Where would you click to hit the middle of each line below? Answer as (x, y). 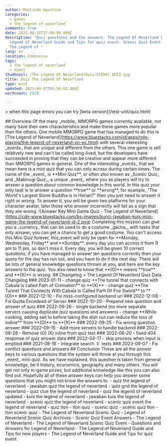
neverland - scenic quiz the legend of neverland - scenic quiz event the (78, 402)
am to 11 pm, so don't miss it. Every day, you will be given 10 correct (75, 248)
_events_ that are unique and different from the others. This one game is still (83, 148)
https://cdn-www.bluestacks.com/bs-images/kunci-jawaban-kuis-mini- (80, 217)
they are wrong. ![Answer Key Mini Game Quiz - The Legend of (70, 211)
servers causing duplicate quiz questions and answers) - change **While (81, 312)
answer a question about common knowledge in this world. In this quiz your (83, 185)
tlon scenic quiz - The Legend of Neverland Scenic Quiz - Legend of (75, 413)
